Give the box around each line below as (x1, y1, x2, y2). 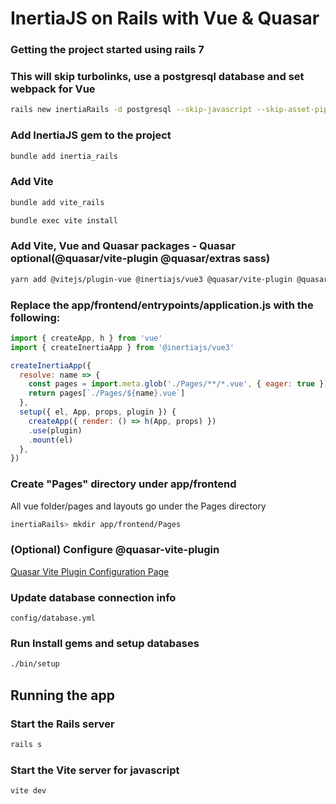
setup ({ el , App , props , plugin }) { (19, 407, 177, 417)
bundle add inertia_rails (10, 151, 118, 161)
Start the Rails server (10, 717, 115, 731)
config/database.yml (10, 613, 97, 624)
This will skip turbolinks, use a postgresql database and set (10, 70, 305, 84)
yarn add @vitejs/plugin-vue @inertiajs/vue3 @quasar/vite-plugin (10, 274, 293, 284)
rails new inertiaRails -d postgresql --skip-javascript (10, 105, 253, 115)
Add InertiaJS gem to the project (10, 128, 172, 142)
